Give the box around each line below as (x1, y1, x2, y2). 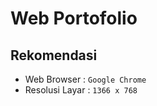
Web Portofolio (10, 7, 138, 30)
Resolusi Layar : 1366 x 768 (24, 84, 138, 96)
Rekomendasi (10, 47, 98, 64)
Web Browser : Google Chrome (24, 73, 147, 85)
